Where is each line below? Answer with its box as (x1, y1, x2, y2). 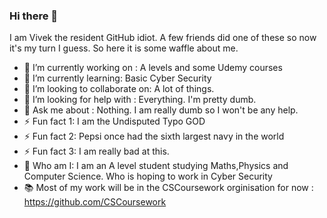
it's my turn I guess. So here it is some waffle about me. (9, 42, 239, 54)
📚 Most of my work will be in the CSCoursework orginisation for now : (23, 182, 314, 194)
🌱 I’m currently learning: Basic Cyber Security (23, 72, 212, 84)
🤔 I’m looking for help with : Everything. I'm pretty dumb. (23, 94, 257, 106)
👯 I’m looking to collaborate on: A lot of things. (23, 83, 215, 95)
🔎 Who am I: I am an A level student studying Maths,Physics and (23, 160, 289, 172)
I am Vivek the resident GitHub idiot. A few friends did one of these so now (9, 32, 317, 44)
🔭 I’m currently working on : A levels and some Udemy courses (23, 62, 283, 74)
